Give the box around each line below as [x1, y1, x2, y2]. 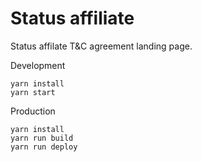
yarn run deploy [10, 142, 78, 152]
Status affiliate [10, 7, 135, 30]
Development [10, 59, 66, 71]
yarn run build [10, 133, 74, 143]
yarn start [10, 87, 56, 97]
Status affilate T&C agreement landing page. [10, 40, 193, 52]
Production [10, 105, 56, 117]
